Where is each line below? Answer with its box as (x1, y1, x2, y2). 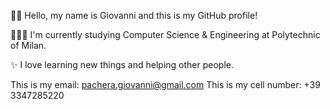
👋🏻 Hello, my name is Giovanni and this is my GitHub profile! (10, 10, 258, 21)
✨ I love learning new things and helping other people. (10, 59, 235, 70)
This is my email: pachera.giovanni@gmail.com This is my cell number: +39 (10, 79, 321, 90)
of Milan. (10, 40, 47, 51)
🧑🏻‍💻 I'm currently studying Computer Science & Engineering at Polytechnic (10, 29, 321, 40)
